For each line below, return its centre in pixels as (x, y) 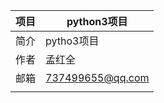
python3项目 (97, 21)
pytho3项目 (72, 41)
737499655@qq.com (97, 77)
